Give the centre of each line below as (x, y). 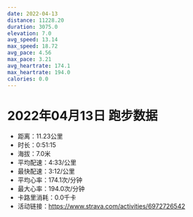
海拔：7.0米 (34, 154)
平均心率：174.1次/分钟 (50, 180)
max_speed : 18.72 (33, 46)
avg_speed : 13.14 (33, 40)
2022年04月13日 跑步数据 (82, 115)
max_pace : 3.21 (29, 59)
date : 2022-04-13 (33, 14)
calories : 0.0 (28, 79)
